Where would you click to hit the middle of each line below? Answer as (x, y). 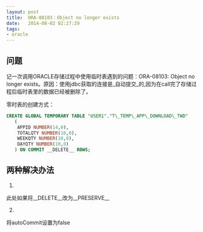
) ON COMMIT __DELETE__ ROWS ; (52, 150)
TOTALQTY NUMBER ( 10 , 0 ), (47, 133)
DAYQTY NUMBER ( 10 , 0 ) (43, 144)
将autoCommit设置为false (38, 222)
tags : (13, 29)
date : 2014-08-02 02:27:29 (43, 23)
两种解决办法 (30, 170)
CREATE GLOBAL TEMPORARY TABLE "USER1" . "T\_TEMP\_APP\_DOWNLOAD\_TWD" (97, 116)
